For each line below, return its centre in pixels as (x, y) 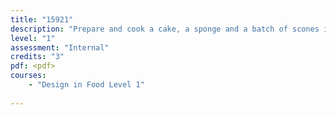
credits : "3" (37, 57)
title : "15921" (42, 19)
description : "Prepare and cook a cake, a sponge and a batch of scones (165, 29)
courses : (28, 76)
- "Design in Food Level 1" (86, 85)
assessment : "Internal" (60, 47)
